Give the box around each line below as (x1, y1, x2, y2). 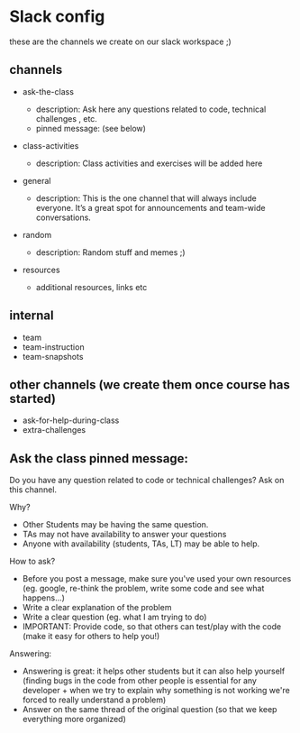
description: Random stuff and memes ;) (35, 246, 186, 258)
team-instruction (22, 341, 85, 353)
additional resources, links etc (35, 281, 148, 292)
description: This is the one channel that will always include (35, 192, 257, 204)
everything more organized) (22, 714, 126, 725)
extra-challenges (22, 425, 86, 435)
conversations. (35, 212, 92, 223)
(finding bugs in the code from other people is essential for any (22, 675, 257, 686)
